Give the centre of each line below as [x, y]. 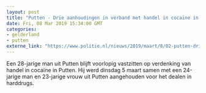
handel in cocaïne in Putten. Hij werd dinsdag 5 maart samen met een [94, 70]
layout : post [23, 12]
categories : [21, 29]
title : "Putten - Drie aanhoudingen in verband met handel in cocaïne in [103, 18]
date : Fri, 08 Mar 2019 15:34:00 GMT [55, 23]
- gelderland [23, 35]
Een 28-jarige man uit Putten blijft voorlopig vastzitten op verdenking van [99, 63]
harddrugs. [20, 83]
